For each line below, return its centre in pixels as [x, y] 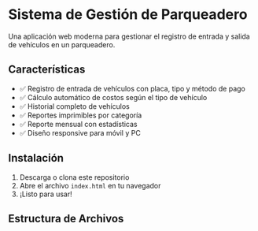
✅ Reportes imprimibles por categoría [81, 115]
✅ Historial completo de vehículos [74, 106]
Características [47, 70]
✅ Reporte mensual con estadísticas [78, 124]
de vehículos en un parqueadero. [62, 44]
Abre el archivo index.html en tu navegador [90, 185]
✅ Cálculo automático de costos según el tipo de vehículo [113, 97]
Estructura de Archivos [66, 218]
